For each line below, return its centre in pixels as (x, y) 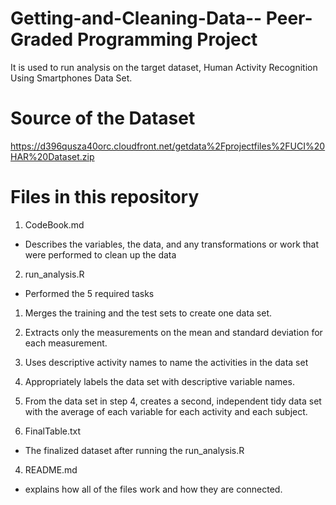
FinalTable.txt (53, 431)
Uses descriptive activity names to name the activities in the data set (166, 362)
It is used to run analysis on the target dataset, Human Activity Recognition (164, 67)
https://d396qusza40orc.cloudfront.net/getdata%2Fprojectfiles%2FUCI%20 (168, 146)
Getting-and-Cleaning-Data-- (136, 18)
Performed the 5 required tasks (89, 293)
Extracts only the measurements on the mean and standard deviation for (173, 332)
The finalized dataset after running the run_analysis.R (134, 450)
